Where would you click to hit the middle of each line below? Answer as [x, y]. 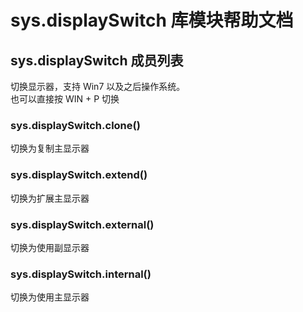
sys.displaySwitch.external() [82, 224]
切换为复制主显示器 [50, 148]
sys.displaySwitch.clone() [75, 125]
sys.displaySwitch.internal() [81, 274]
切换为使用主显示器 [50, 297]
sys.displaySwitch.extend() [79, 175]
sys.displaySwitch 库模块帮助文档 [152, 20]
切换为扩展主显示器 [50, 198]
